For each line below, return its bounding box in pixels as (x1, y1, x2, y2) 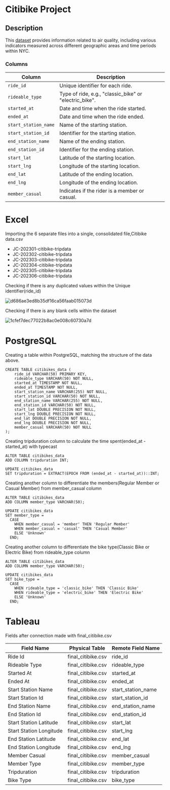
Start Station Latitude (8, 719, 58, 726)
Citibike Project (5, 4, 71, 15)
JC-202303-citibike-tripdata (12, 257, 72, 263)
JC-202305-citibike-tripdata (12, 268, 72, 274)
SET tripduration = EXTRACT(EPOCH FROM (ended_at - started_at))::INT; (5, 471, 159, 476)
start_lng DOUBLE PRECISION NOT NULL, (14, 411, 96, 417)
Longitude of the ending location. (59, 179, 138, 186)
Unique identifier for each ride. (59, 82, 133, 89)
